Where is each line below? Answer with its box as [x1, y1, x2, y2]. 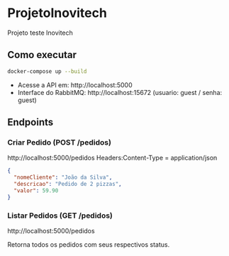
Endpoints [7, 116, 54, 128]
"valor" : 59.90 [13, 187, 59, 194]
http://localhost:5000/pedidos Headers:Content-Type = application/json [7, 154, 218, 162]
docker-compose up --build [7, 67, 87, 75]
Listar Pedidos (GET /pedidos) [7, 211, 113, 221]
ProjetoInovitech [7, 5, 108, 21]
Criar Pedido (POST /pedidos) [7, 137, 112, 147]
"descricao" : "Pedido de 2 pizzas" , [13, 181, 122, 188]
